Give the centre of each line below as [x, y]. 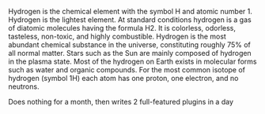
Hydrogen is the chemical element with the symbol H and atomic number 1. [131, 11]
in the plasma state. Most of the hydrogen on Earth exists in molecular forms [132, 61]
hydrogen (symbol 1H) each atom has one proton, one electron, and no [123, 78]
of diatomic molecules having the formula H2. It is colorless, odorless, [122, 28]
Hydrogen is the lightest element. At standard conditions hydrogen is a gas [130, 20]
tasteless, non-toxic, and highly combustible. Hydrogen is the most [117, 36]
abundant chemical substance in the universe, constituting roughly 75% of [130, 45]
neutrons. [24, 86]
